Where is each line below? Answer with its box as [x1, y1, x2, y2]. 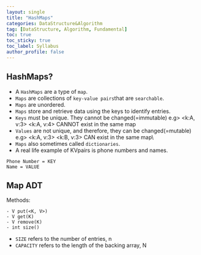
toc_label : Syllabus [6, 44, 59, 50]
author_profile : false [6, 49, 64, 55]
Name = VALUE [6, 164, 40, 170]
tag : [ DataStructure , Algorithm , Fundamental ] [6, 26, 127, 32]
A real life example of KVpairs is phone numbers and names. [15, 147, 169, 154]
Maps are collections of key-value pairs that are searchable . [15, 94, 164, 102]
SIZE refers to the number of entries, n [15, 235, 112, 243]
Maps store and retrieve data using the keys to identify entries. [15, 107, 171, 115]
